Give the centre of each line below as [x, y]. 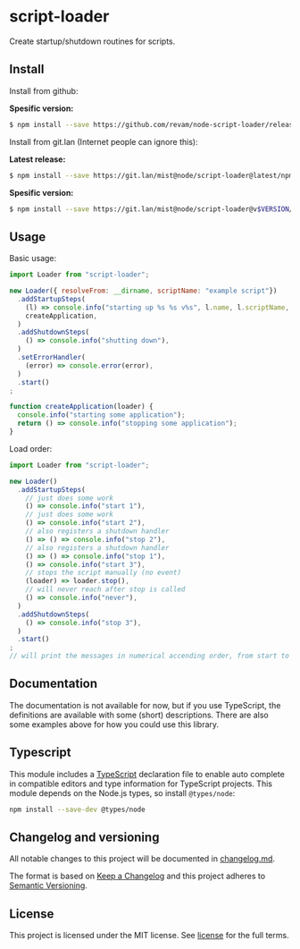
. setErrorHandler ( [52, 358]
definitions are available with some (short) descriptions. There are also [139, 715]
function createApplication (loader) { [81, 407]
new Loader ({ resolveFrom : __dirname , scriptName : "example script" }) [143, 291]
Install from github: [44, 90]
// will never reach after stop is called [105, 589]
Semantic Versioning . [48, 885]
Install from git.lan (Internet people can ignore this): [104, 141]
